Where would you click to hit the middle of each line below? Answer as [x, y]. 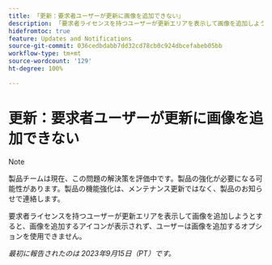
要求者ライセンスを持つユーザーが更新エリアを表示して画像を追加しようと [132, 216]
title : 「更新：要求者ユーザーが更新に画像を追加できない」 [96, 16]
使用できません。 [58, 236]
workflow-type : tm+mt [45, 53]
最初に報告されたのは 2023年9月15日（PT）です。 [92, 253]
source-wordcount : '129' [50, 62]
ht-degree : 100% [36, 69]
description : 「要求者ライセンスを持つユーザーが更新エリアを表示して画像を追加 [128, 24]
